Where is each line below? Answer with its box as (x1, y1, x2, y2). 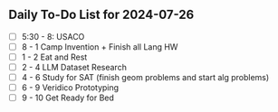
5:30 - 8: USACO (21, 31, 85, 42)
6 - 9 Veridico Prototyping (21, 82, 120, 93)
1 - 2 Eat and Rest (21, 51, 88, 62)
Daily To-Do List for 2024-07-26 (8, 7, 195, 23)
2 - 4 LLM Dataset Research (21, 62, 128, 72)
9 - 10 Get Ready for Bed (21, 92, 115, 103)
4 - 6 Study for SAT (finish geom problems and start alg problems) (21, 72, 270, 83)
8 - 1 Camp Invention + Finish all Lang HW (21, 41, 178, 52)
